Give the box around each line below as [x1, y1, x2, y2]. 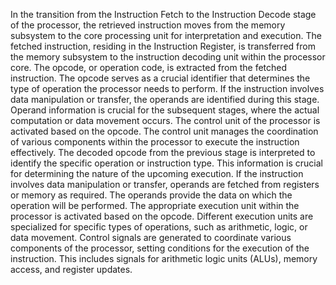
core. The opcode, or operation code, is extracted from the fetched [10, 62, 288, 73]
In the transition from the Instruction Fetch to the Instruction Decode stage [10, 9, 317, 20]
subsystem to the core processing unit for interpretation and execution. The [10, 30, 322, 41]
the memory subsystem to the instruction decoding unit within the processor [10, 51, 326, 63]
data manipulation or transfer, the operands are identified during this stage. [10, 94, 320, 105]
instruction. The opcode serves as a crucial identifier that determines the [10, 72, 311, 84]
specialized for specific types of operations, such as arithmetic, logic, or [10, 221, 308, 233]
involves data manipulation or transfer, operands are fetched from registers [10, 179, 320, 190]
